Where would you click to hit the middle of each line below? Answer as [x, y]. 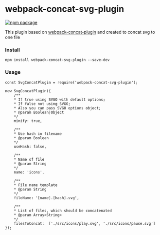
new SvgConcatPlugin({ [28, 91]
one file [13, 37]
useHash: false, [30, 147]
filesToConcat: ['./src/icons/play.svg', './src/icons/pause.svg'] [85, 223]
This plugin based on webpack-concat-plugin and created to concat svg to [80, 32]
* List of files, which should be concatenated [63, 211]
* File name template [36, 185]
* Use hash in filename [38, 134]
